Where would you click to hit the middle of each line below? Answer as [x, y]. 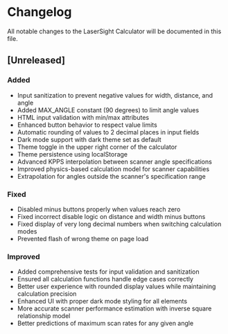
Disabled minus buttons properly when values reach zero [99, 209]
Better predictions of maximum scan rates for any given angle [105, 324]
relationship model [44, 316]
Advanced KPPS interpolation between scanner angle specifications [115, 161]
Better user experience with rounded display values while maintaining [116, 287]
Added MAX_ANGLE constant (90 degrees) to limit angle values [108, 110]
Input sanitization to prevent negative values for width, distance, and [115, 95]
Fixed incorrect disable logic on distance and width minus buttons [111, 216]
